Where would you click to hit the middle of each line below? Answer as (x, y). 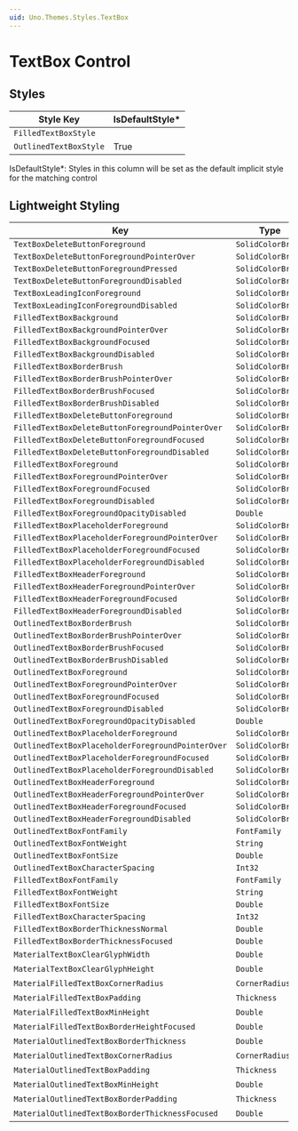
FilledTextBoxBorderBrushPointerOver (93, 379)
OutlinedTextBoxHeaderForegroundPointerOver (109, 795)
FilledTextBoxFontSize (61, 905)
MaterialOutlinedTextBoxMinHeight (86, 1085)
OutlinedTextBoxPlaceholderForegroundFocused (111, 758)
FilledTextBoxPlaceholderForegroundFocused (107, 550)
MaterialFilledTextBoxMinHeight (82, 1013)
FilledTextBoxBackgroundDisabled (84, 355)
